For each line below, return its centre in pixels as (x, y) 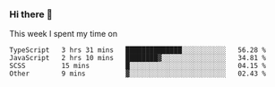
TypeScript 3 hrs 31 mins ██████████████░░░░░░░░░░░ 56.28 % (138, 50)
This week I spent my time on (64, 34)
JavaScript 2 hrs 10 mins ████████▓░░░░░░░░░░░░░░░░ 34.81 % (138, 58)
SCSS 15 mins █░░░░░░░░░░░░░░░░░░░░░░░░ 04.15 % (138, 66)
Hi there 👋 (31, 14)
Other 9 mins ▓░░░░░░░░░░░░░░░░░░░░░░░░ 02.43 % (138, 74)
